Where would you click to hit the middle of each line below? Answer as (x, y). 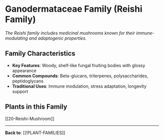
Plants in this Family (36, 107)
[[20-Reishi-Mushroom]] (30, 118)
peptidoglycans (28, 81)
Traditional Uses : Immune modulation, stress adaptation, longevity (79, 86)
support (20, 91)
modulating (17, 38)
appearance (24, 70)
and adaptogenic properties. (58, 38)
